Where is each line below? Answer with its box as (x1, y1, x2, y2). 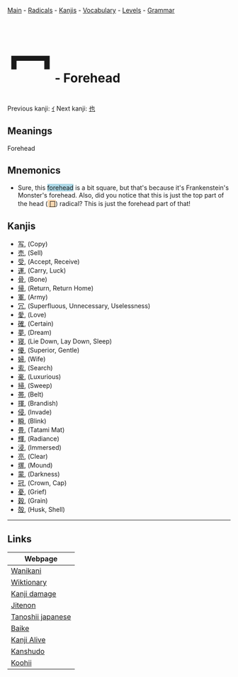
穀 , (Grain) (17, 496, 48, 505)
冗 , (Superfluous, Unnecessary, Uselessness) (17, 302, 151, 310)
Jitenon (11, 601, 36, 610)
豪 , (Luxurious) (17, 372, 62, 381)
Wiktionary (11, 577, 47, 587)
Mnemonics (7, 164, 62, 176)
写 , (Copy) (17, 240, 48, 249)
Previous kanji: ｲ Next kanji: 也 (7, 104, 96, 113)
